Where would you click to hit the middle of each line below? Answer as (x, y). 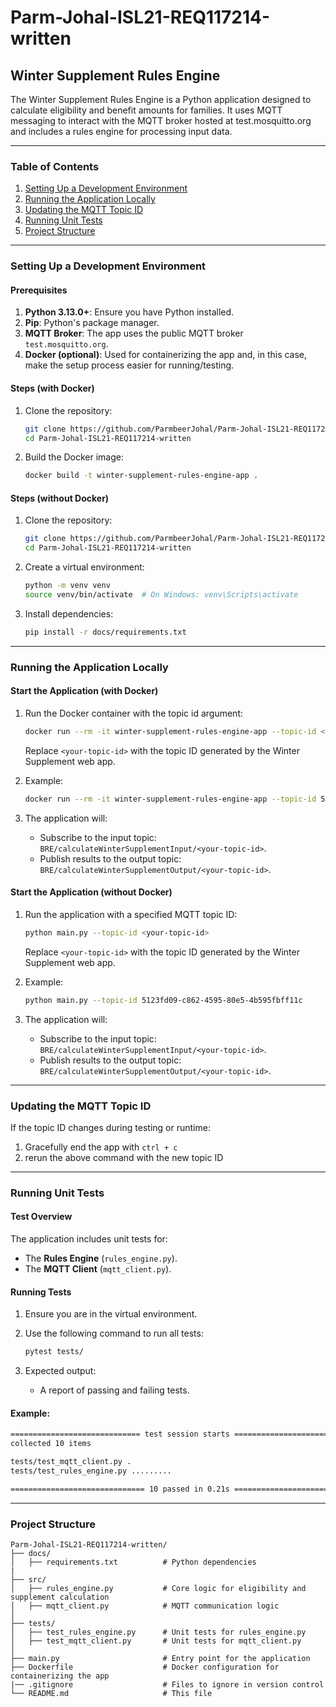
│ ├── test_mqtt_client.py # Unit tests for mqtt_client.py (156, 1641)
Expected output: (60, 1371)
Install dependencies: (69, 613)
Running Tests (41, 1292)
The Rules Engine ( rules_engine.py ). (101, 1258)
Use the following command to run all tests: (114, 1333)
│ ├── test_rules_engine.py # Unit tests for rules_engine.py (158, 1632)
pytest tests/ (54, 1352)
